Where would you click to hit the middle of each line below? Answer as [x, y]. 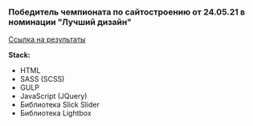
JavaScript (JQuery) [53, 96]
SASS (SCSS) [42, 79]
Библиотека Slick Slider [60, 105]
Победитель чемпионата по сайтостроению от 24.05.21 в [127, 12]
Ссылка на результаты [47, 39]
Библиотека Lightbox [56, 113]
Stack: [19, 55]
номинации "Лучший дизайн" [70, 22]
